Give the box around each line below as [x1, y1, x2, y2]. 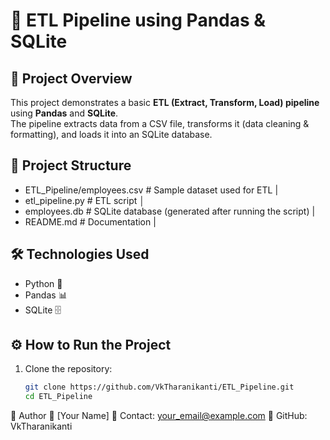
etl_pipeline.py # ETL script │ [24, 194, 145, 206]
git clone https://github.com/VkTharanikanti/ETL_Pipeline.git [24, 382, 295, 393]
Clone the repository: [24, 363, 113, 375]
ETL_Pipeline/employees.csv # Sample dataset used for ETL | [24, 184, 279, 196]
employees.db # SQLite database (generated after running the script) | [24, 205, 316, 217]
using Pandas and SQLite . [10, 107, 119, 119]
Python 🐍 [24, 277, 63, 289]
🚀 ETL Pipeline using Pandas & [10, 9, 267, 32]
